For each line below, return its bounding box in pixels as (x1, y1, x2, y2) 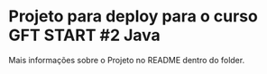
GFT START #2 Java (8, 25, 161, 45)
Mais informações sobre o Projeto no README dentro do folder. (8, 54, 245, 65)
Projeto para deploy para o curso (8, 6, 258, 27)
